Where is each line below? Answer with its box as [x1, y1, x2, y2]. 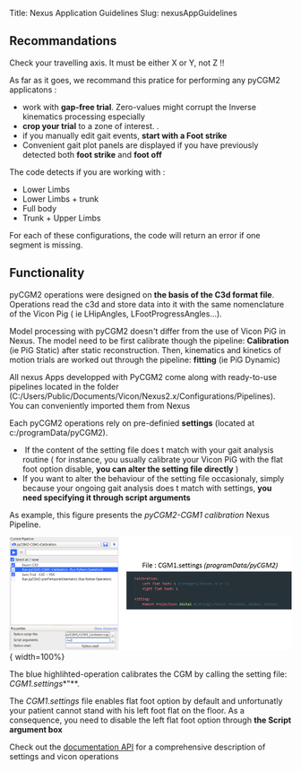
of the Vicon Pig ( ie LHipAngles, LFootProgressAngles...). [9, 308, 222, 319]
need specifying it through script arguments [21, 492, 191, 503]
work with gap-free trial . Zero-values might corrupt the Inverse [21, 101, 257, 112]
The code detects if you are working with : [9, 166, 166, 178]
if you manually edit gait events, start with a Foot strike [21, 130, 228, 141]
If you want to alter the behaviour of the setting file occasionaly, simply [21, 472, 285, 483]
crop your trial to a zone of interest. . [21, 120, 159, 131]
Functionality [9, 265, 85, 281]
